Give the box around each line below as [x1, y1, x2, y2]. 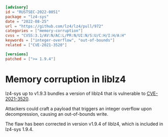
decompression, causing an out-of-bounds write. [5, 111, 108, 117]
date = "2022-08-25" [5, 19, 49, 24]
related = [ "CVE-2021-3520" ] [5, 43, 67, 48]
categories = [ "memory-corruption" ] [5, 28, 83, 33]
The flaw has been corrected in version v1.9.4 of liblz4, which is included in [5, 121, 163, 127]
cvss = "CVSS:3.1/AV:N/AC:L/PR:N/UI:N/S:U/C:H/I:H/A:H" [5, 33, 126, 38]
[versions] [5, 51, 29, 57]
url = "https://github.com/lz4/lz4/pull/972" [5, 23, 103, 29]
